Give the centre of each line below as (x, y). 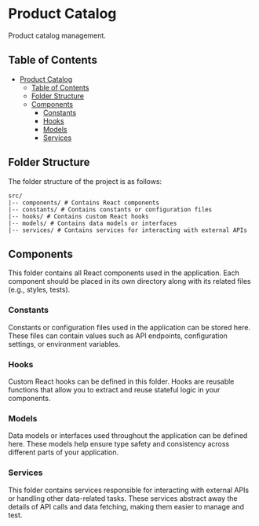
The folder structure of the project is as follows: (85, 181)
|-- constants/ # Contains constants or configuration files (110, 209)
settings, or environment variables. (64, 344)
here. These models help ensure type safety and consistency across (119, 444)
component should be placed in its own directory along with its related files (129, 281)
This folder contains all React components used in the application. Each (124, 273)
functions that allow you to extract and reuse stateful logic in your (114, 389)
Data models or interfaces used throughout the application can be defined (128, 436)
